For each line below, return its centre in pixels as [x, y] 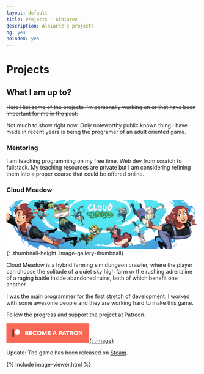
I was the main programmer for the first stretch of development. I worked [98, 296]
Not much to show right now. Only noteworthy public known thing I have [97, 125]
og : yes [16, 32]
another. [17, 285]
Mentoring [22, 148]
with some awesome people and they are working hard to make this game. [100, 303]
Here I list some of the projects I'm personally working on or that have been [101, 107]
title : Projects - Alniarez [42, 19]
